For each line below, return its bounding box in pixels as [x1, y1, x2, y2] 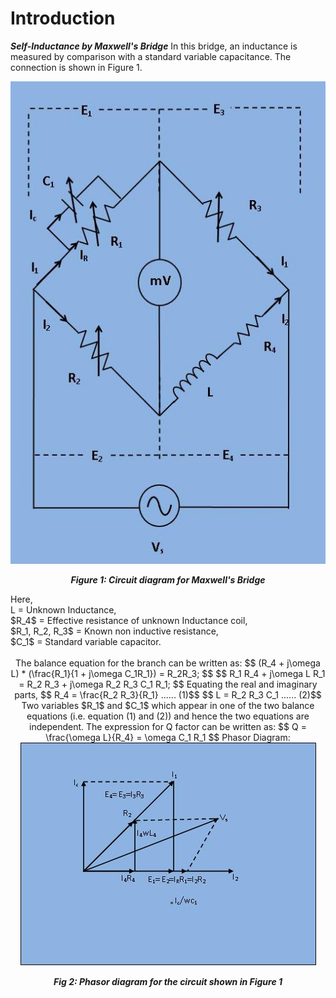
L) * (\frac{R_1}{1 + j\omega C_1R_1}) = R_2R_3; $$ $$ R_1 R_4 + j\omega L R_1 [10, 667, 326, 679]
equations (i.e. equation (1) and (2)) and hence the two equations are [26, 710, 310, 722]
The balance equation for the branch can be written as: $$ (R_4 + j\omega [15, 657, 321, 669]
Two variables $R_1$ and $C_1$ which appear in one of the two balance [21, 699, 315, 711]
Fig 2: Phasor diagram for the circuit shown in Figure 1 [53, 975, 283, 987]
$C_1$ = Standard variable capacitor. [10, 635, 162, 647]
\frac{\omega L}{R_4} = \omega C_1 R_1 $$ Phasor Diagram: [45, 731, 291, 743]
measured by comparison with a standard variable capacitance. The [10, 50, 292, 62]
